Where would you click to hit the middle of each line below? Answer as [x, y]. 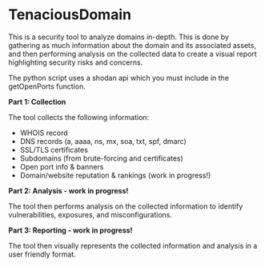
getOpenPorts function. [47, 86]
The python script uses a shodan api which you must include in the [119, 78]
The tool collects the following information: [79, 117]
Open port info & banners [62, 166]
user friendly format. [42, 254]
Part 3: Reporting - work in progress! [71, 230]
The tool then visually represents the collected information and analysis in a [133, 245]
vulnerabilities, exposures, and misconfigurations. [90, 214]
